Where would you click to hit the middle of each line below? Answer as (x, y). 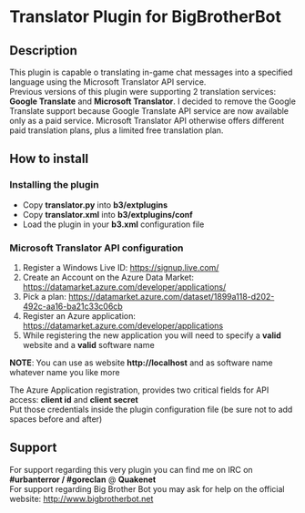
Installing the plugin (54, 185)
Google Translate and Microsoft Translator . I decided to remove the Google (152, 101)
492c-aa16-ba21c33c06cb (72, 306)
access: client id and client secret (74, 399)
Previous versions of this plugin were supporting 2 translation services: (142, 92)
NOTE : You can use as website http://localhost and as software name (141, 363)
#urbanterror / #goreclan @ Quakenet (83, 479)
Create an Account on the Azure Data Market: (108, 277)
